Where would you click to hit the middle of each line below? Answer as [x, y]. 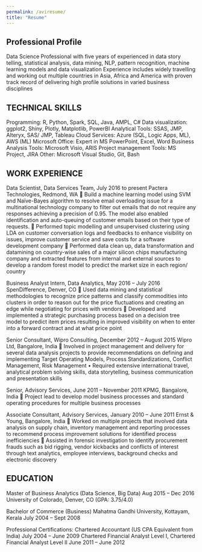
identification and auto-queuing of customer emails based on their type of [98, 220]
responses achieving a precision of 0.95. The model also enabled [87, 213]
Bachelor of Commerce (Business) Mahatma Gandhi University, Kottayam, [98, 511]
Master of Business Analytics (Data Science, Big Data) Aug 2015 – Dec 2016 [100, 493]
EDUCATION [30, 479]
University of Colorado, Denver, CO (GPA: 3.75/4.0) [70, 499]
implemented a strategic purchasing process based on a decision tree [93, 315]
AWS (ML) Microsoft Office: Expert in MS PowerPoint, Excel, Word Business [100, 141]
